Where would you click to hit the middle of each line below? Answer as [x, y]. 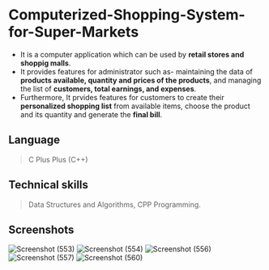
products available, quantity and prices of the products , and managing [141, 80]
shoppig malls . [45, 63]
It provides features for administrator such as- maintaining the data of [136, 71]
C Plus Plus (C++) [58, 159]
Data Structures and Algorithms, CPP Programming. [114, 205]
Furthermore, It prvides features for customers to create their [122, 97]
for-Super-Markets [74, 32]
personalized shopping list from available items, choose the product [135, 106]
